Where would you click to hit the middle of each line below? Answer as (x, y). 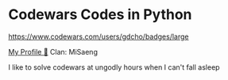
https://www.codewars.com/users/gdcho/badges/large (99, 36)
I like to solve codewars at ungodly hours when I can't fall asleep (114, 67)
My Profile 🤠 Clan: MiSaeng (53, 51)
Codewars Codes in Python (100, 15)
